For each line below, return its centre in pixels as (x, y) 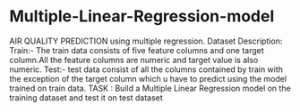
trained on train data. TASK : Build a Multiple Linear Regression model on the (150, 88)
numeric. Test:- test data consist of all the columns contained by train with (146, 69)
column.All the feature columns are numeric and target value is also (134, 60)
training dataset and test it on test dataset (86, 97)
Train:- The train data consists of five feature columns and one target (137, 50)
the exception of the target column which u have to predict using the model (148, 78)
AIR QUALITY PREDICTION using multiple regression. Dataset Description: (146, 41)
